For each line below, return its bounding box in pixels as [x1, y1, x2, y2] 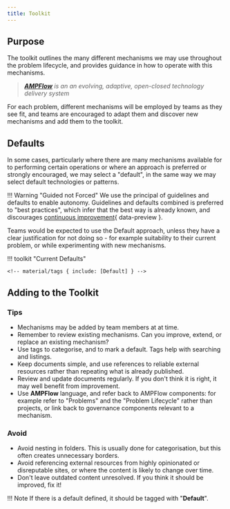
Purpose [7, 36, 45, 48]
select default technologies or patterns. [7, 177, 119, 186]
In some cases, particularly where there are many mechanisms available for [7, 156, 222, 164]
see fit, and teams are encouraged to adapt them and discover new [7, 110, 199, 118]
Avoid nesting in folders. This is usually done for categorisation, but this [17, 444, 221, 452]
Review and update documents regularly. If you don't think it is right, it [17, 374, 217, 383]
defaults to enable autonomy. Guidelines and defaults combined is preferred [7, 198, 224, 207]
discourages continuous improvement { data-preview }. [7, 213, 164, 222]
